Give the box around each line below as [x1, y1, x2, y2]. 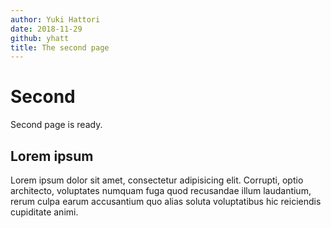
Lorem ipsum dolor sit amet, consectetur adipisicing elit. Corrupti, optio [10, 174, 304, 186]
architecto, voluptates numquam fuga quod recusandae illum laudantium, [10, 185, 312, 196]
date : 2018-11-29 [10, 24, 83, 34]
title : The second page [10, 42, 110, 53]
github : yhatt [10, 33, 70, 43]
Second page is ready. [10, 119, 103, 131]
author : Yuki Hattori [10, 14, 101, 25]
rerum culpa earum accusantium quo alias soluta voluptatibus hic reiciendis [10, 196, 322, 207]
